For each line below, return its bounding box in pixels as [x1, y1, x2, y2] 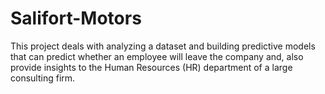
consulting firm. [10, 72, 76, 84]
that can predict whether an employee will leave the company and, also [10, 50, 304, 62]
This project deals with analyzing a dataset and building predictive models [10, 40, 316, 52]
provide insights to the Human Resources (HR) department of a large [10, 61, 293, 73]
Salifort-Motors [10, 7, 142, 30]
